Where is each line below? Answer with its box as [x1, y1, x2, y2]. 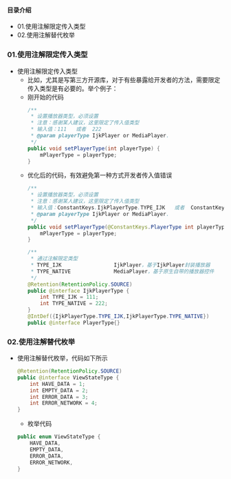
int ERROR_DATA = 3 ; [30, 393, 89, 400]
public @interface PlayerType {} [27, 319, 120, 326]
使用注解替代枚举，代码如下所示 [16, 354, 108, 362]
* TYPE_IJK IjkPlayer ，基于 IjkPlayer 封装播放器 [30, 262, 211, 268]
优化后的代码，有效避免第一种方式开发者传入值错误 [27, 171, 173, 179]
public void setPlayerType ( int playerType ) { [27, 145, 160, 152]
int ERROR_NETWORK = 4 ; [30, 400, 98, 407]
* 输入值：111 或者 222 [30, 126, 102, 133]
